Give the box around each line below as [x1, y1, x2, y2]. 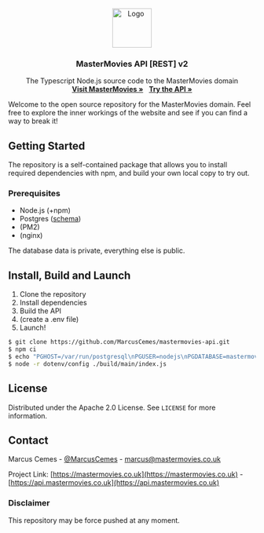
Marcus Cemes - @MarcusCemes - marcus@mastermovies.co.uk [8, 455, 222, 464]
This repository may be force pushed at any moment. [8, 515, 181, 525]
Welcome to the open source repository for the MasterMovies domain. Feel [8, 100, 251, 109]
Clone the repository [19, 290, 86, 299]
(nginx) [19, 231, 43, 240]
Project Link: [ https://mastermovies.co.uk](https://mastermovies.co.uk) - [8, 469, 244, 479]
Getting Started [8, 139, 86, 152]
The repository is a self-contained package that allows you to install [8, 160, 228, 170]
